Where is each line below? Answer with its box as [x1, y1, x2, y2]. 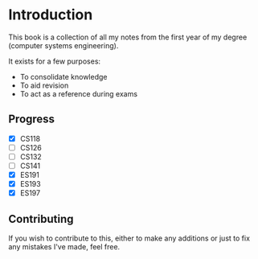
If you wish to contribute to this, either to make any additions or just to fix [8, 233, 251, 243]
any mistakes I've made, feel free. [8, 242, 121, 251]
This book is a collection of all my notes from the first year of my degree [8, 32, 248, 42]
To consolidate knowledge [19, 72, 108, 81]
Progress [8, 113, 55, 126]
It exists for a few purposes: [8, 56, 101, 66]
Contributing [8, 212, 74, 226]
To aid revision [19, 80, 69, 90]
